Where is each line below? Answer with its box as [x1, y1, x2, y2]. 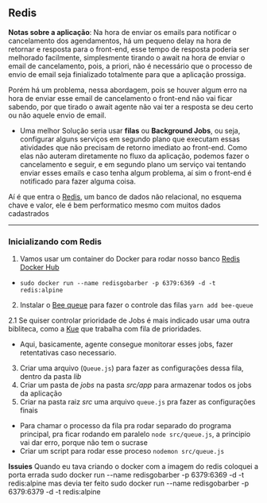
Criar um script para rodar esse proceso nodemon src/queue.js [19, 447, 225, 456]
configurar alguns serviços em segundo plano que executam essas [19, 134, 240, 144]
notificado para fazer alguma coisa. [19, 176, 137, 186]
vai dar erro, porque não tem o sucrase [19, 438, 149, 447]
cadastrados [8, 208, 49, 218]
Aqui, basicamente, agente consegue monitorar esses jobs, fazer [19, 339, 234, 349]
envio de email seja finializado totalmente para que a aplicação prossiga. [8, 69, 246, 79]
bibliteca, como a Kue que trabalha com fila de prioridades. [8, 324, 202, 334]
